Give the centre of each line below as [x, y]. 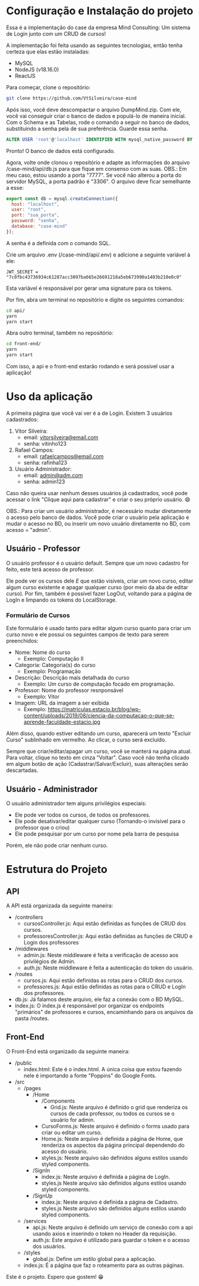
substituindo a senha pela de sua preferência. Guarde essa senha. [87, 129]
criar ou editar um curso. [72, 1132]
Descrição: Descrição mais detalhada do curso [72, 678]
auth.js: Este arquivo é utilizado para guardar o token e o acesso [111, 1240]
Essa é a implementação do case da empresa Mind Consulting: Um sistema [98, 27]
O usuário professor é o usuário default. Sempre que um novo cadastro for [97, 563]
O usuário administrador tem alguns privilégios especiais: [76, 803]
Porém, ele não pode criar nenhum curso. [57, 845]
